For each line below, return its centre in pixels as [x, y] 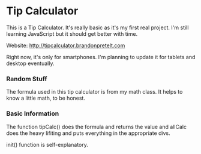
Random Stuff [27, 79]
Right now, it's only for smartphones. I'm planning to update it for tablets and [101, 57]
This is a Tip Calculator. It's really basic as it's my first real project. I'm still [97, 27]
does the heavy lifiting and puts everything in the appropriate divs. [88, 133]
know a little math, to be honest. [46, 98]
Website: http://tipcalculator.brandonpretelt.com [66, 45]
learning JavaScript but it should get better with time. [72, 33]
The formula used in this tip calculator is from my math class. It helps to [94, 92]
